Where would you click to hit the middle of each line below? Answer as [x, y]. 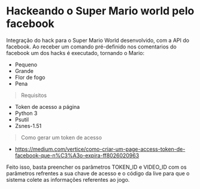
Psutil [22, 119]
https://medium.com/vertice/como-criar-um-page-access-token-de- [100, 149]
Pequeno [26, 65]
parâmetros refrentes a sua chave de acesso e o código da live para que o [98, 173]
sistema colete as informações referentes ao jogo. [68, 179]
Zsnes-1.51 [28, 126]
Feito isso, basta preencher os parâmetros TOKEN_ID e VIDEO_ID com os [96, 167]
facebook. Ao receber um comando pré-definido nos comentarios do [91, 47]
